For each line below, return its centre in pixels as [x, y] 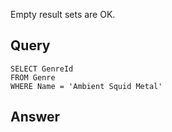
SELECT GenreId [42, 69]
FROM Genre [33, 77]
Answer [35, 117]
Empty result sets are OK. [63, 14]
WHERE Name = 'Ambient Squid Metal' [86, 86]
